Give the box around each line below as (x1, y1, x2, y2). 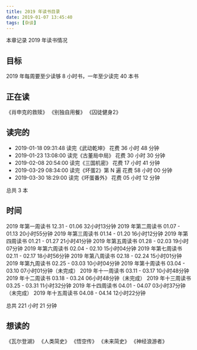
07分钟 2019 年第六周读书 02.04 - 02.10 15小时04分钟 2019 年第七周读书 (6, 244, 182, 252)
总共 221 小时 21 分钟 (6, 302, 57, 309)
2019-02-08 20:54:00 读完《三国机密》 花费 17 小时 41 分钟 (14, 159, 160, 166)
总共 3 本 (6, 186, 28, 193)
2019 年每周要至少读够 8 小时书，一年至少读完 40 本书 (6, 72, 139, 80)
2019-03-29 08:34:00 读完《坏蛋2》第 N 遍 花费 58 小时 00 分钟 (14, 167, 173, 174)
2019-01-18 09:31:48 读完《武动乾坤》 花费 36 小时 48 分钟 (14, 144, 160, 151)
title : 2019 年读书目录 (6, 8, 60, 15)
